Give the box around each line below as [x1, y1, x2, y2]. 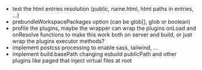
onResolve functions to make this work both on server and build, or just [12, 31, 193, 38]
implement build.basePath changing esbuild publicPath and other [12, 51, 177, 57]
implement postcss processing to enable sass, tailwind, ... [12, 44, 158, 51]
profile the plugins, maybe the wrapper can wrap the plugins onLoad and [12, 24, 196, 32]
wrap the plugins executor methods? [12, 38, 105, 44]
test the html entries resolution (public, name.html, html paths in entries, [12, 5, 194, 12]
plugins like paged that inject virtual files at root [12, 57, 132, 64]
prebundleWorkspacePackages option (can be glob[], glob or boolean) [12, 18, 191, 25]
